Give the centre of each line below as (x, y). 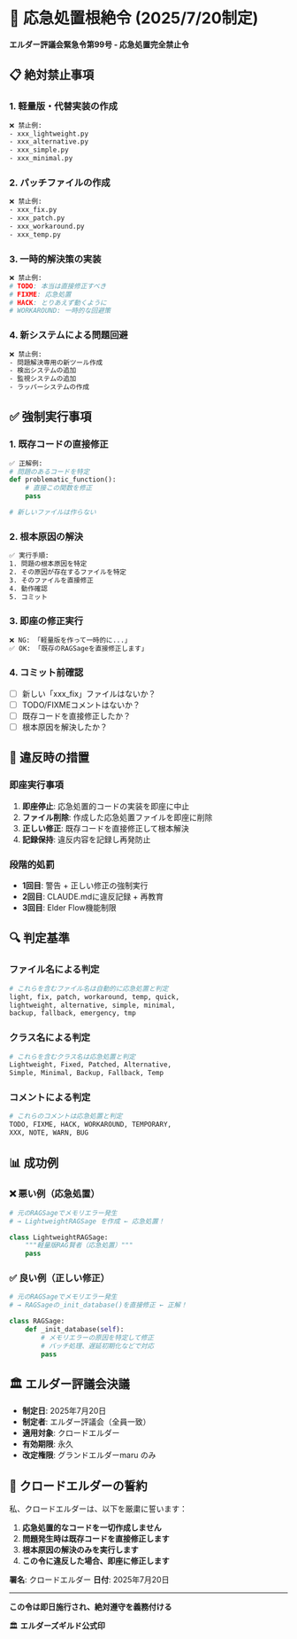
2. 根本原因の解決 (46, 536)
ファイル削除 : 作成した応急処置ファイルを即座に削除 (117, 817)
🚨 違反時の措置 (49, 757)
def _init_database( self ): (75, 1330)
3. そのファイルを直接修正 (52, 580)
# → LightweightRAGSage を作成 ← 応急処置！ (87, 1221)
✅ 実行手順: (29, 556)
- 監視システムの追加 (43, 379)
